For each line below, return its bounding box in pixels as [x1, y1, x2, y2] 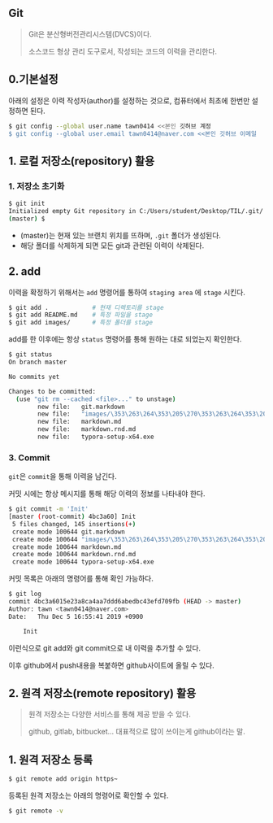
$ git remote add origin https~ [8, 775, 118, 783]
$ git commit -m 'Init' [8, 505, 89, 513]
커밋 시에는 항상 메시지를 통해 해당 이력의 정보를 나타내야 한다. [8, 489, 206, 499]
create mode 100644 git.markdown [11, 528, 126, 536]
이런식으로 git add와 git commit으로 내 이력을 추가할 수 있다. [8, 642, 201, 653]
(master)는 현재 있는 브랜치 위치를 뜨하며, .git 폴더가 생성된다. [19, 230, 222, 240]
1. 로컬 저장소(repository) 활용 [8, 154, 155, 168]
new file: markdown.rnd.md [37, 425, 136, 433]
